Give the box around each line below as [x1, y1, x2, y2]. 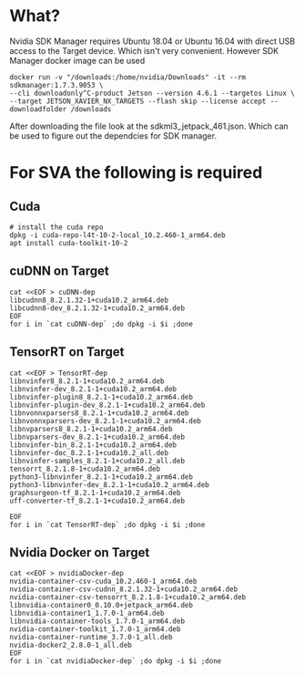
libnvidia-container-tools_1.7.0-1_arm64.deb [9, 617, 185, 626]
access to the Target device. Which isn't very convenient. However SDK [9, 45, 279, 56]
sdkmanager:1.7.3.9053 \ [9, 80, 104, 89]
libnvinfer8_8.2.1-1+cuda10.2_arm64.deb [9, 376, 166, 386]
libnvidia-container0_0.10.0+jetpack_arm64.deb [9, 601, 194, 610]
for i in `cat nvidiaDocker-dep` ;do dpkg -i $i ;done [9, 657, 222, 666]
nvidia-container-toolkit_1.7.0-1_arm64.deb [9, 625, 181, 634]
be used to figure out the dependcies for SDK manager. [9, 130, 217, 141]
